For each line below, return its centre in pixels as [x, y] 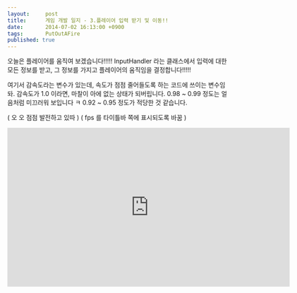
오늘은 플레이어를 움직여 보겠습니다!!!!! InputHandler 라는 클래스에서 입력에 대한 [117, 61]
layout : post [33, 14]
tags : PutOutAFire [44, 34]
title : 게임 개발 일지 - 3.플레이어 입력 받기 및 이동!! [88, 20]
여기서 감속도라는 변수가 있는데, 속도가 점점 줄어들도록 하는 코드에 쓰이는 [107, 85]
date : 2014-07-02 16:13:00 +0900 [66, 27]
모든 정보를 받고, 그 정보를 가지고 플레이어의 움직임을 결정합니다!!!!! [99, 70]
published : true [31, 40]
